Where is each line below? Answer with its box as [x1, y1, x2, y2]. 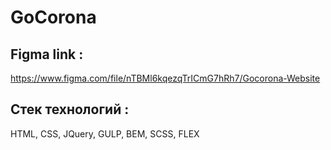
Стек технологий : [10, 101, 130, 118]
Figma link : [10, 46, 84, 63]
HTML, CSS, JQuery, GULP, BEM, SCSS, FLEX [10, 127, 200, 140]
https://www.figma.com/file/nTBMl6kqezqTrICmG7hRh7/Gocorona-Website [10, 72, 321, 84]
